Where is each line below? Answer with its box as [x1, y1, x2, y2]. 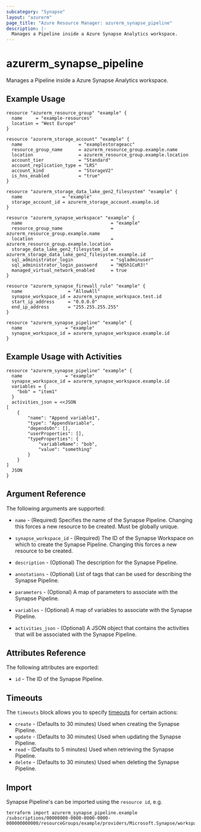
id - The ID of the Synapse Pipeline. [14, 676, 103, 683]
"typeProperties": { [28, 436, 79, 442]
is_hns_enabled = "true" [11, 173, 100, 179]
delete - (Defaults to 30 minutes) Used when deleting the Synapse [14, 759, 179, 766]
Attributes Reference [6, 648, 86, 658]
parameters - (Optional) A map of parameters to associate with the [14, 588, 178, 595]
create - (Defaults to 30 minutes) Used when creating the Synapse [14, 721, 179, 728]
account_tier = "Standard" [11, 157, 111, 163]
